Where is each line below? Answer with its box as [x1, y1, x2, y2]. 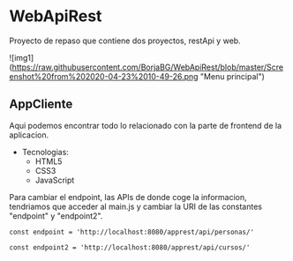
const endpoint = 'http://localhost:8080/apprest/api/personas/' [9, 227, 254, 236]
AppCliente [9, 97, 73, 112]
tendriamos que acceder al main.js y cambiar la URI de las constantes [9, 201, 263, 212]
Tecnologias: [21, 146, 69, 157]
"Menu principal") [199, 71, 265, 81]
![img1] [9, 52, 34, 63]
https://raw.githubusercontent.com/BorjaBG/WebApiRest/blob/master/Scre [11, 62, 284, 72]
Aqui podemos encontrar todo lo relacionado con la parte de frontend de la [9, 120, 282, 130]
